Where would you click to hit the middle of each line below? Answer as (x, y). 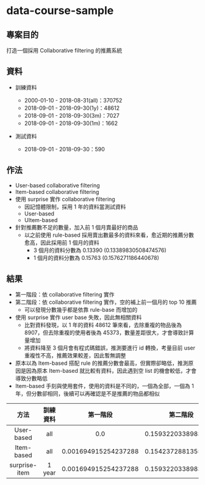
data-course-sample (60, 11)
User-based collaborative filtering (57, 185)
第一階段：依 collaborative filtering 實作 (65, 295)
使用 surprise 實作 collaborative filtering (65, 199)
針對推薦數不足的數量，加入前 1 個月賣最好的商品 (77, 227)
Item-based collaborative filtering (57, 192)
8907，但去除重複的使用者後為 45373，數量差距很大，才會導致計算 (109, 332)
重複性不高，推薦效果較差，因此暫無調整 (75, 356)
